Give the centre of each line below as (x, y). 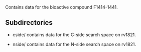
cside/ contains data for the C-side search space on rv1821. (74, 35)
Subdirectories (29, 23)
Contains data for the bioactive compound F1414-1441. (61, 7)
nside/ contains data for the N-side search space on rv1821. (74, 44)
